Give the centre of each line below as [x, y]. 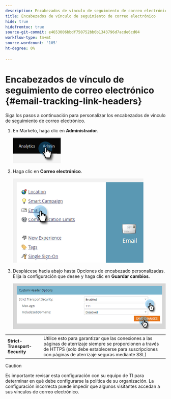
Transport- [20, 347]
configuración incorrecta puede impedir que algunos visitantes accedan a [83, 386]
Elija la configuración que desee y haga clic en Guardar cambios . [81, 276]
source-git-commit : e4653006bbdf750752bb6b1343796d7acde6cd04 [73, 32]
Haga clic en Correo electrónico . [47, 171]
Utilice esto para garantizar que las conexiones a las [98, 338]
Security [17, 352]
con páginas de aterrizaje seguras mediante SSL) [95, 354]
